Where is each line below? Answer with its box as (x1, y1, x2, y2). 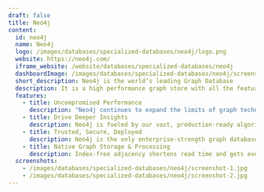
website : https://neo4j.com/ (15, 56, 111, 63)
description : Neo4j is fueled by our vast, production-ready (28, 121, 234, 129)
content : (8, 26, 37, 34)
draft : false (8, 11, 51, 20)
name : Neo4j (15, 41, 55, 49)
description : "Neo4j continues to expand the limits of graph (28, 107, 237, 114)
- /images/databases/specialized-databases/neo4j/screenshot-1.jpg (22, 165, 247, 172)
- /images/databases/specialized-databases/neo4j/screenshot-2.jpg (22, 172, 247, 180)
